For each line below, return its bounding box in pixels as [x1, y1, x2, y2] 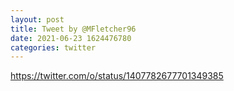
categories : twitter [10, 42, 97, 53]
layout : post [10, 14, 65, 25]
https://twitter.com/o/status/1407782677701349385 [10, 70, 224, 82]
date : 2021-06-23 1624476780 [10, 33, 132, 43]
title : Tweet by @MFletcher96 [10, 24, 137, 34]
